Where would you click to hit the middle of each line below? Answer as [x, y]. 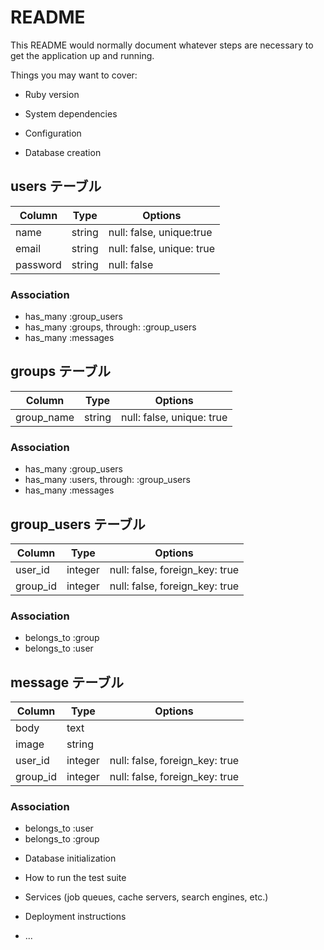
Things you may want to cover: [74, 75]
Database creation [63, 152]
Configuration [53, 133]
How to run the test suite [75, 878]
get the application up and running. [82, 55]
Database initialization [70, 858]
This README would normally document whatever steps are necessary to [162, 45]
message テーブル [67, 682]
